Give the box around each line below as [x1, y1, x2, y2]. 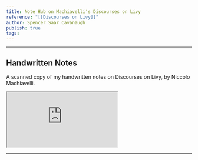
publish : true [6, 25, 41, 31]
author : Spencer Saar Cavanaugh [6, 19, 85, 25]
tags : [6, 31, 19, 36]
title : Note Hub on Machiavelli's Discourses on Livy [6, 8, 141, 15]
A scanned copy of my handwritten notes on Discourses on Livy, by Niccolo [6, 73, 190, 80]
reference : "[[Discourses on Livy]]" [6, 14, 99, 20]
